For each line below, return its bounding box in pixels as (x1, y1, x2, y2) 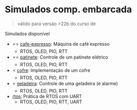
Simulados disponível (5, 30, 50, 36)
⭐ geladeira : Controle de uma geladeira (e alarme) (12, 80, 119, 86)
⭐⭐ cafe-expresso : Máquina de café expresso (12, 41, 110, 47)
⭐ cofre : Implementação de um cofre (12, 67, 90, 73)
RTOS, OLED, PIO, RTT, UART (19, 99, 83, 105)
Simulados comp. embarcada (5, 4, 132, 15)
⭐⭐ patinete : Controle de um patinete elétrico (12, 54, 108, 60)
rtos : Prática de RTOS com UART (12, 93, 82, 99)
